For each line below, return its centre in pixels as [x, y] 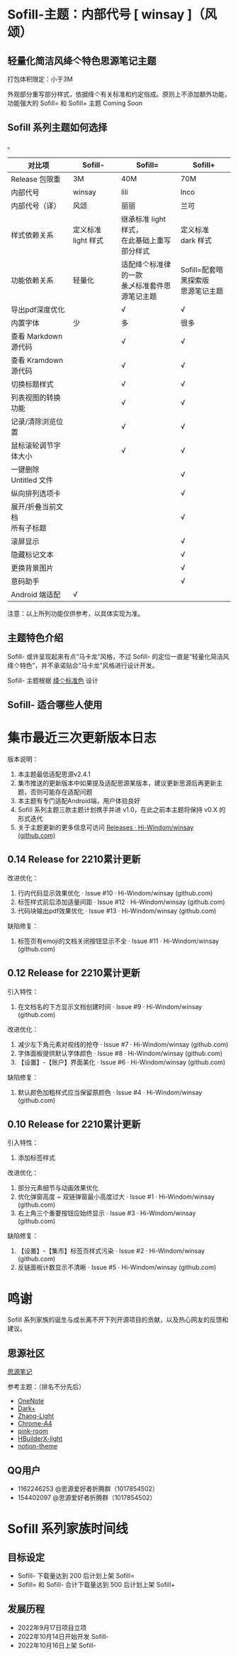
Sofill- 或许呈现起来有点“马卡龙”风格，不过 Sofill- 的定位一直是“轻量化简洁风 [118, 656]
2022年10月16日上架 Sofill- [57, 1645]
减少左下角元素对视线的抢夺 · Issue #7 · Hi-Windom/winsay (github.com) [123, 1044]
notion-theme [38, 1447]
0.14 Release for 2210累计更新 [74, 860]
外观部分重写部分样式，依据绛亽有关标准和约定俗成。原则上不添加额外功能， [119, 94]
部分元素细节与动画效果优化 [58, 1188]
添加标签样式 [36, 1157]
